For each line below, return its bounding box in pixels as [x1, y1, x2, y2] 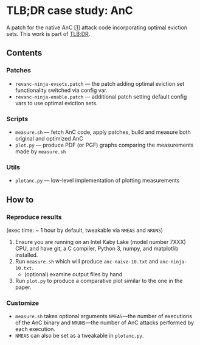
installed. [15, 251, 38, 259]
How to [6, 194, 34, 204]
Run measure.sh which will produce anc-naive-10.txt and [15, 257, 159, 265]
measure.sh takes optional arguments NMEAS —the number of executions [15, 313, 193, 320]
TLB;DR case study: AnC [6, 4, 134, 18]
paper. [15, 284, 32, 291]
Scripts [6, 114, 29, 123]
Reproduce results [6, 212, 62, 221]
